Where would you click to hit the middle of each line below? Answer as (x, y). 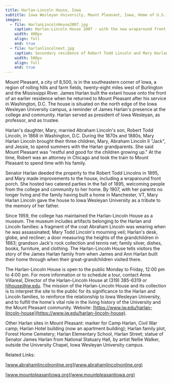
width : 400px (28, 34)
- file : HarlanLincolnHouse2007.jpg (49, 24)
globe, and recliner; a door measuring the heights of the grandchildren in (82, 238)
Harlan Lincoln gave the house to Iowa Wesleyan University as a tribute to (83, 200)
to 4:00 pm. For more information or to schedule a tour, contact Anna (78, 275)
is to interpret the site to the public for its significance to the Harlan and (80, 291)
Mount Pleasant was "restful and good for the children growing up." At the (83, 152)
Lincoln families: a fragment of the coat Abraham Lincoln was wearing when (85, 227)
